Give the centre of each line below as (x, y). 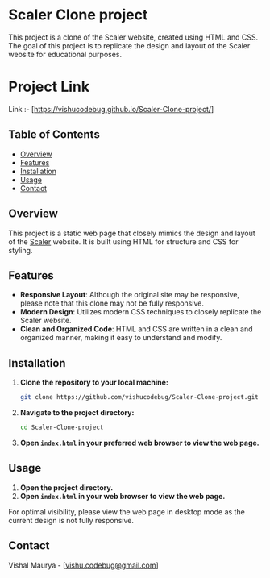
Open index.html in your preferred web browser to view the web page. (139, 443)
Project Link (49, 87)
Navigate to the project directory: (77, 412)
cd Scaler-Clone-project (62, 427)
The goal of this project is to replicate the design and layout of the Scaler (129, 45)
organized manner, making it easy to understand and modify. (121, 338)
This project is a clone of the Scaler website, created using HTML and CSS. (133, 37)
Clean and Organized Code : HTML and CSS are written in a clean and (136, 329)
